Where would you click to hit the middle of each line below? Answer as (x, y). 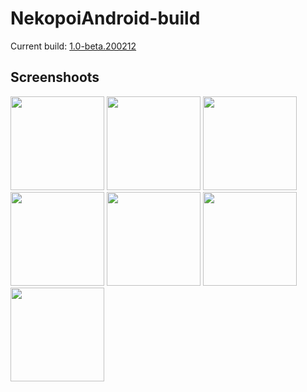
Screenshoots (55, 77)
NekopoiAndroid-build (105, 18)
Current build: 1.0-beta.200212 (73, 46)
